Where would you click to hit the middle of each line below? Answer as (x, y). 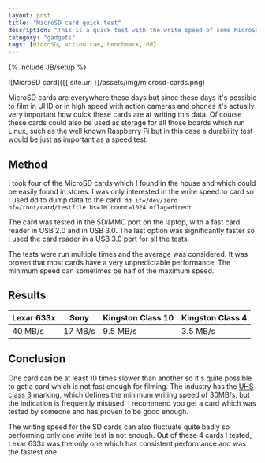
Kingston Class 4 (214, 317)
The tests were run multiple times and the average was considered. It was (128, 254)
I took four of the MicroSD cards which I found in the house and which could (132, 183)
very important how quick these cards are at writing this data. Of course (125, 114)
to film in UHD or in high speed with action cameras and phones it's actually (131, 106)
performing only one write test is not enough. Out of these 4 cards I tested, (130, 435)
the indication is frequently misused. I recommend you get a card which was (132, 403)
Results (27, 296)
